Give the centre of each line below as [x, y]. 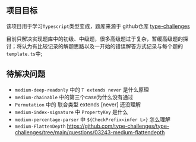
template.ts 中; [24, 53]
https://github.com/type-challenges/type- [118, 126]
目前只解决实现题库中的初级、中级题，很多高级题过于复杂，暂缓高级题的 [94, 39]
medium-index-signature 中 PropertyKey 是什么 [71, 112]
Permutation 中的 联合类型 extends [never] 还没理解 [78, 104]
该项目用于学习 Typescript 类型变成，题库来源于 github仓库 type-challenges [98, 26]
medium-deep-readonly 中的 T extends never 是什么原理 [82, 89]
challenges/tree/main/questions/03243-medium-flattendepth [90, 132]
